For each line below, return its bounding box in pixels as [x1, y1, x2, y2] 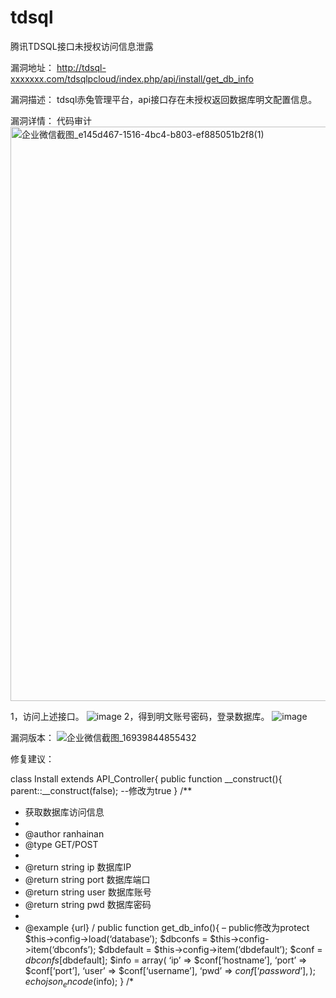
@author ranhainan [24, 827, 105, 840]
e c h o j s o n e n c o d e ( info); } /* [24, 975, 135, 990]
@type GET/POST [24, 838, 99, 850]
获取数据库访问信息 [24, 806, 105, 818]
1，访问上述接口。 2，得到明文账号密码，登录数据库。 [10, 710, 270, 722]
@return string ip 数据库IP [24, 861, 132, 873]
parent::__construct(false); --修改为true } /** [10, 784, 193, 796]
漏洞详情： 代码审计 [10, 114, 92, 126]
